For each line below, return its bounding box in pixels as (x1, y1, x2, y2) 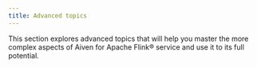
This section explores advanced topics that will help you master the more (8, 34, 249, 43)
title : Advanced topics (8, 11, 88, 20)
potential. (8, 50, 40, 60)
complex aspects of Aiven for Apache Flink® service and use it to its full (8, 42, 245, 52)
